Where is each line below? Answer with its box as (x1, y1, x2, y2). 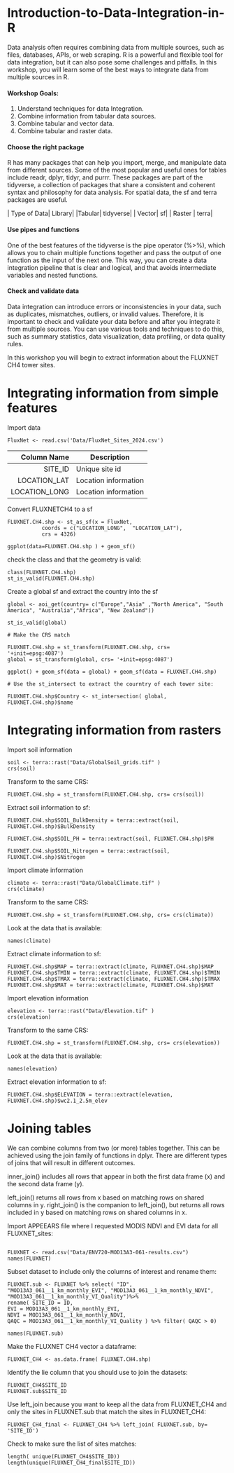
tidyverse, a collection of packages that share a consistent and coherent (7, 181, 215, 189)
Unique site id (75, 464, 122, 474)
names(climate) (7, 937, 52, 944)
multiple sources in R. (7, 72, 70, 81)
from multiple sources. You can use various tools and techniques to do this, (7, 325, 224, 333)
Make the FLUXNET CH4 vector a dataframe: (7, 1342, 137, 1350)
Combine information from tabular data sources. (17, 112, 156, 121)
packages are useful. (7, 196, 68, 204)
